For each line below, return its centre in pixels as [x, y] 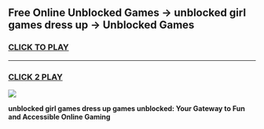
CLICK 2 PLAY [35, 77]
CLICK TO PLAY [38, 48]
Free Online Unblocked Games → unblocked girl [127, 13]
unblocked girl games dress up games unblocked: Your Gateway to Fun [126, 108]
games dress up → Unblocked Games [101, 25]
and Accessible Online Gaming [59, 116]
